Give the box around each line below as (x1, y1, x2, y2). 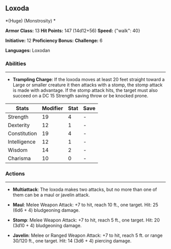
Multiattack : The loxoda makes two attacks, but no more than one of (12, 186, 157, 193)
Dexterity (8, 122, 30, 129)
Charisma (8, 155, 31, 162)
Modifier (42, 105, 64, 112)
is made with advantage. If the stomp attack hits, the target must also (12, 87, 158, 93)
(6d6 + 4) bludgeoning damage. (12, 207, 80, 213)
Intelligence (8, 138, 36, 145)
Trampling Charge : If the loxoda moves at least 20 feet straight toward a (12, 77, 165, 83)
